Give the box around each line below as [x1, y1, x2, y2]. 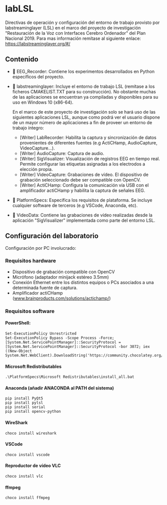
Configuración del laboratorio [5, 232, 98, 240]
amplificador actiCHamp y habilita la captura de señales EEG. [19, 187, 146, 193]
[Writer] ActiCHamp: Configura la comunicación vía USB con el [19, 182, 149, 188]
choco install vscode [5, 452, 50, 457]
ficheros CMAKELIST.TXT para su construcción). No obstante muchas [12, 88, 156, 95]
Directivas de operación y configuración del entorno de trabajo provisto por [5, 19, 160, 25]
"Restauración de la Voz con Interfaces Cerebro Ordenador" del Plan [5, 30, 146, 36]
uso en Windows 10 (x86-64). [12, 99, 74, 105]
